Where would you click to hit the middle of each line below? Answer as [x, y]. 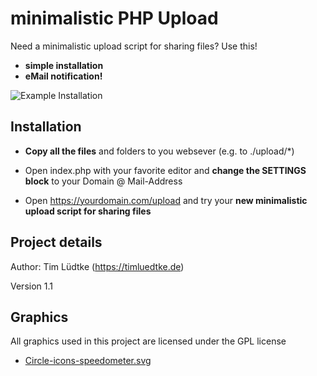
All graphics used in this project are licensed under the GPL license [148, 341]
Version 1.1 [31, 286]
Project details [56, 242]
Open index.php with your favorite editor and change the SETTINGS [165, 170]
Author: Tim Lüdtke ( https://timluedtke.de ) [97, 266]
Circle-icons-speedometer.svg [88, 361]
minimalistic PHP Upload [114, 18]
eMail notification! [63, 76]
